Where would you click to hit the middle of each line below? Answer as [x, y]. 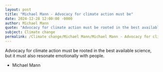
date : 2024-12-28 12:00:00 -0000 [39, 18]
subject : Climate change [30, 32]
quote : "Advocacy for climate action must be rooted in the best [72, 28]
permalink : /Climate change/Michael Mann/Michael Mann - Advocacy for [78, 37]
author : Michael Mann [27, 23]
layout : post [18, 9]
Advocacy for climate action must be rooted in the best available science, [78, 50]
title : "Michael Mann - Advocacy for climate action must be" [69, 14]
